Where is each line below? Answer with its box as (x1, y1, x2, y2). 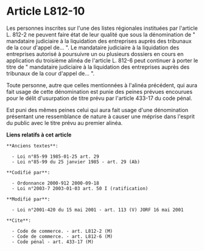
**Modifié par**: (6, 196, 51, 202)
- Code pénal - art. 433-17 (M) (12, 239, 94, 245)
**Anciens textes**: (6, 143, 59, 149)
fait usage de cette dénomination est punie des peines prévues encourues (6, 88, 193, 95)
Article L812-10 (6, 4, 85, 18)
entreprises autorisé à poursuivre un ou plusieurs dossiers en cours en (6, 50, 184, 57)
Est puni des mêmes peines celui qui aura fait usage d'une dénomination (6, 106, 189, 113)
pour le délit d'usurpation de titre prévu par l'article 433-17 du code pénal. (6, 94, 192, 102)
